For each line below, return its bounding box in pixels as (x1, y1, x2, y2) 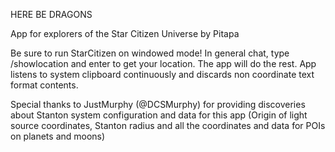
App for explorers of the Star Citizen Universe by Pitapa (10, 28, 240, 39)
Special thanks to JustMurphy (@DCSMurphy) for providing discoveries (10, 99, 306, 110)
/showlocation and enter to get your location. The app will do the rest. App (10, 58, 317, 69)
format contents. (10, 79, 79, 91)
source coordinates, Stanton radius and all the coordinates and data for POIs (10, 120, 326, 131)
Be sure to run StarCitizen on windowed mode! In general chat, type (10, 47, 290, 59)
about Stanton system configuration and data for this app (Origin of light (10, 109, 308, 121)
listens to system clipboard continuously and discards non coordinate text (10, 69, 315, 80)
